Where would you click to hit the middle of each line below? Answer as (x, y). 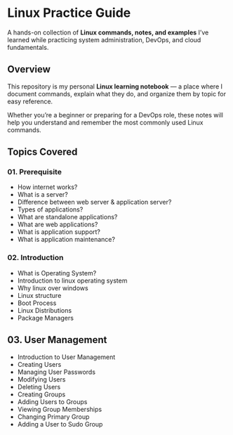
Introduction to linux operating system (72, 280)
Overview (29, 69)
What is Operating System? (57, 273)
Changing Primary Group (53, 417)
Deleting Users (39, 387)
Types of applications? (50, 209)
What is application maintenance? (66, 240)
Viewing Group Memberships (60, 409)
